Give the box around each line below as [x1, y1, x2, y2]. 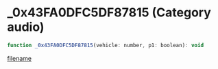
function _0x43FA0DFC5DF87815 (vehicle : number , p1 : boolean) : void [7, 42, 204, 49]
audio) [7, 19, 45, 35]
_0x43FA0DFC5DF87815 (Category [7, 5, 211, 20]
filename [7, 54, 32, 62]
